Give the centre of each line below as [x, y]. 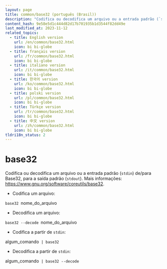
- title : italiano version [38, 65]
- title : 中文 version [32, 121]
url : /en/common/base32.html [44, 42]
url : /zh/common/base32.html [44, 126]
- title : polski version [35, 93]
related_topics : [22, 33]
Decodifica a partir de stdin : [42, 252]
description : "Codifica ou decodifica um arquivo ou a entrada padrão [80, 19]
